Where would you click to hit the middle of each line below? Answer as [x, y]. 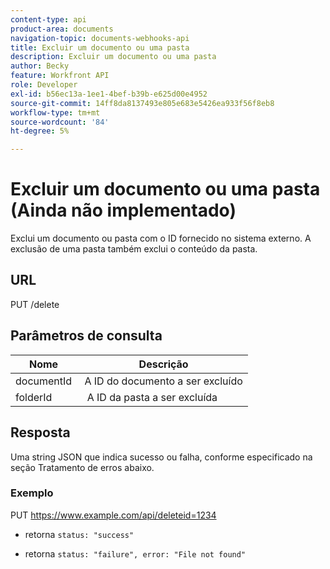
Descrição [163, 364]
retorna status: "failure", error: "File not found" [135, 553]
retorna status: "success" [79, 534]
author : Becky [40, 66]
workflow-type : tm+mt [55, 112]
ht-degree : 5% [40, 131]
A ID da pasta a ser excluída [152, 397]
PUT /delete [35, 304]
